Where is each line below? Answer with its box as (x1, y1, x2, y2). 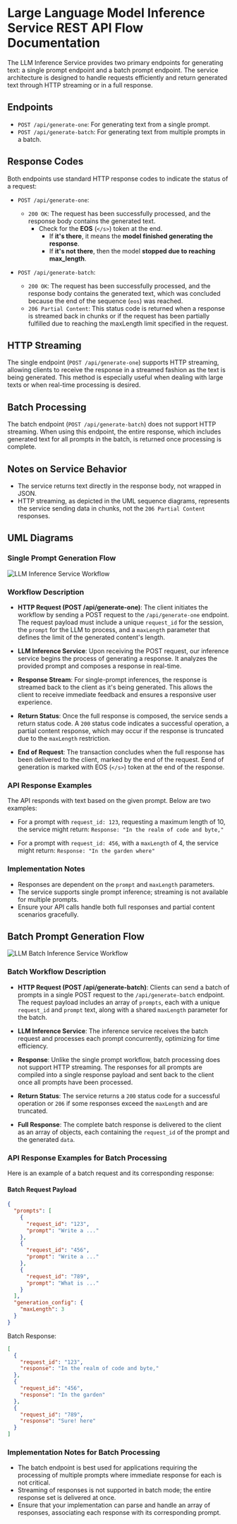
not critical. (17, 1478, 51, 1487)
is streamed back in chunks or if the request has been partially (28, 311, 210, 320)
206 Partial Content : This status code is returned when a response (28, 304, 226, 312)
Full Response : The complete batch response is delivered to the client (17, 1120, 222, 1129)
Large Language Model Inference (7, 5, 206, 21)
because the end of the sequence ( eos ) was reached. (28, 297, 183, 305)
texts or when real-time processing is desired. (7, 381, 141, 389)
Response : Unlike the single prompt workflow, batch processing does (17, 1055, 221, 1064)
